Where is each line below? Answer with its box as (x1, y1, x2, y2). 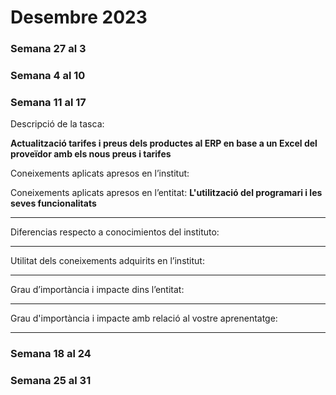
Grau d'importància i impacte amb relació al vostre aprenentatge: (10, 312, 278, 325)
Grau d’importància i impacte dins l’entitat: (10, 284, 185, 296)
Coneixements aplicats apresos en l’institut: (10, 167, 190, 180)
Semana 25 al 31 (10, 374, 92, 388)
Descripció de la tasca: (10, 118, 105, 130)
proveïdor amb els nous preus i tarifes (10, 148, 172, 160)
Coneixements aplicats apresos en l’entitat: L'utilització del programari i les (10, 187, 323, 199)
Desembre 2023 (10, 6, 148, 29)
